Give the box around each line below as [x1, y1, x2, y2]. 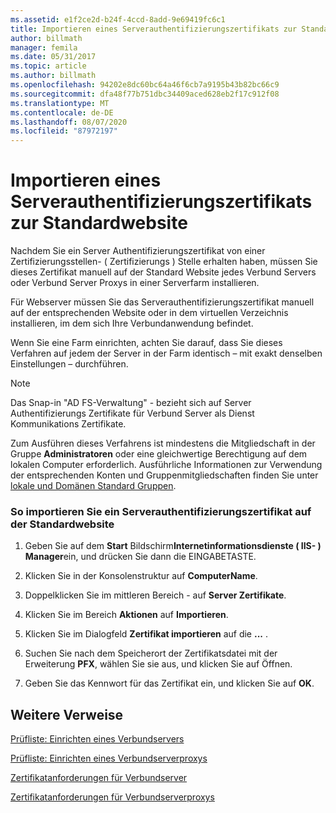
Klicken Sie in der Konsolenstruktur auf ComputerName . [24, 570, 258, 582]
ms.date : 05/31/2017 [10, 52, 97, 62]
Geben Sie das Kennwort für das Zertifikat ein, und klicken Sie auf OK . [24, 677, 315, 690]
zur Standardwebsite [10, 212, 188, 235]
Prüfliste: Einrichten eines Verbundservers [10, 733, 185, 745]
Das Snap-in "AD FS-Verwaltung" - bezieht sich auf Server [10, 397, 252, 409]
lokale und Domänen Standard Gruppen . [10, 480, 177, 492]
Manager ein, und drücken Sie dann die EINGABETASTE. [24, 551, 257, 563]
